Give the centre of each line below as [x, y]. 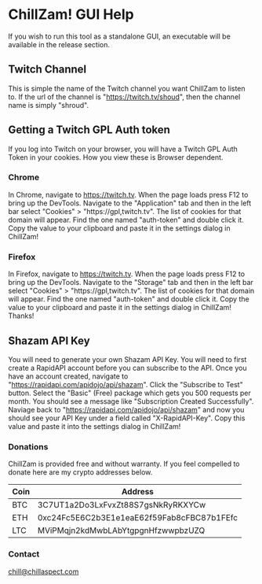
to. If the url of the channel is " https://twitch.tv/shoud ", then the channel [124, 97]
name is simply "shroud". [48, 105]
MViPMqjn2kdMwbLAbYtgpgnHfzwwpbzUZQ [121, 530]
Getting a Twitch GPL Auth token [89, 130]
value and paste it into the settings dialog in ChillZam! [95, 426]
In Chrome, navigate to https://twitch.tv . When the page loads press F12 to [128, 194]
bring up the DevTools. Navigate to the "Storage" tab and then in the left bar [131, 283]
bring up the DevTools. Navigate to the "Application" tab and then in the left [130, 203]
